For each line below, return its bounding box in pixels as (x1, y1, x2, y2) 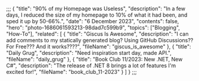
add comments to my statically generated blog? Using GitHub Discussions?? (6, 37, 194, 43)
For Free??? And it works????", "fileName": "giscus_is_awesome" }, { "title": (6, 43, 192, 50)
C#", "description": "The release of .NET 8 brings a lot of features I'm (6, 62, 176, 69)
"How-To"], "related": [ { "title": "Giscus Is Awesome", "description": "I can (6, 30, 189, 38)
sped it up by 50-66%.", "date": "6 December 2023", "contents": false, (6, 18, 179, 24)
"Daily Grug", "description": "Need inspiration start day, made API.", (6, 49, 172, 56)
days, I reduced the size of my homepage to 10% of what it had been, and (6, 11, 188, 18)
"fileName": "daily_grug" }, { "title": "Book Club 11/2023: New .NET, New (6, 56, 183, 63)
